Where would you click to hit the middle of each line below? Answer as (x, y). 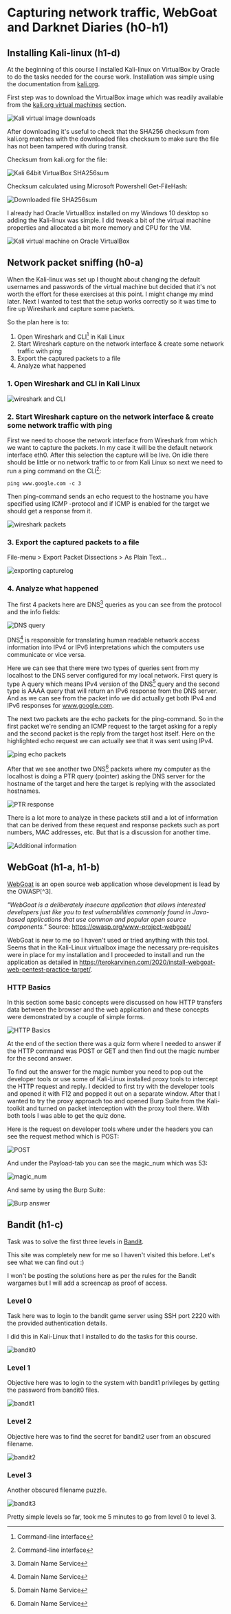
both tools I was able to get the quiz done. (67, 1116)
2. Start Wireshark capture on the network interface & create (111, 417)
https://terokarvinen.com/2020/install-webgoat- (147, 962)
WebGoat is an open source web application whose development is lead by (114, 884)
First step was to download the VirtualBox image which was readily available (115, 97)
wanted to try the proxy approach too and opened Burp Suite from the (106, 1101)
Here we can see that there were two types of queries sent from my (103, 668)
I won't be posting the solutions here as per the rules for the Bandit (102, 1275)
